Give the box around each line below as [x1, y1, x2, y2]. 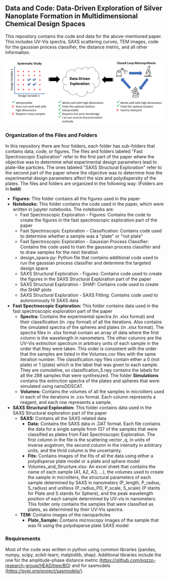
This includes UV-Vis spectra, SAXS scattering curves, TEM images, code [5, 38, 159, 44]
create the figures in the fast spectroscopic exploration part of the [20, 217, 158, 223]
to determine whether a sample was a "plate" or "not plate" [20, 233, 143, 239]
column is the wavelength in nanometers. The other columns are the [20, 335, 162, 341]
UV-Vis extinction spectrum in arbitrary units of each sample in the [20, 340, 159, 346]
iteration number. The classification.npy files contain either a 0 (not [20, 356, 160, 362]
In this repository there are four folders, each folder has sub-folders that [5, 143, 155, 149]
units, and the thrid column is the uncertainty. [27, 447, 122, 453]
